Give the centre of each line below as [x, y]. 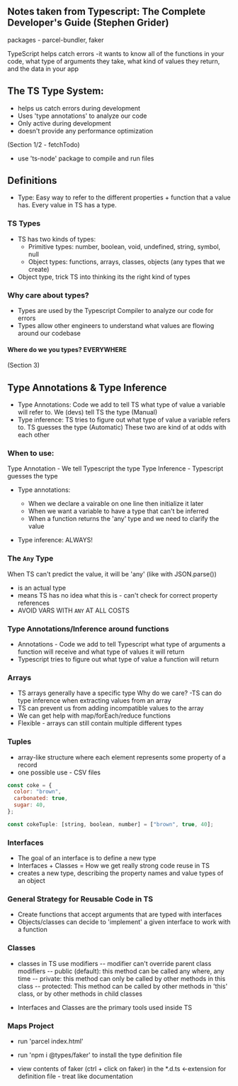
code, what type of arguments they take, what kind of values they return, [114, 61]
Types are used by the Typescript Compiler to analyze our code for [115, 311]
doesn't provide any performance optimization [85, 131]
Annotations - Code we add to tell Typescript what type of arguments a [121, 644]
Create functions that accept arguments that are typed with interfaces [120, 914]
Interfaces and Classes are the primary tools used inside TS [105, 1007]
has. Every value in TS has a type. [67, 205]
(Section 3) [24, 366]
